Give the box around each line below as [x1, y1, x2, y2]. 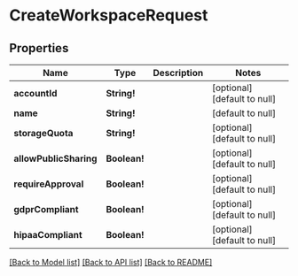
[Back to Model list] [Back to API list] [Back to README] [9, 257, 213, 267]
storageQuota [13, 127, 74, 139]
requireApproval [13, 178, 84, 190]
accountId [13, 88, 58, 99]
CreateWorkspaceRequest [9, 5, 208, 26]
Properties [9, 41, 69, 56]
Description [153, 67, 204, 79]
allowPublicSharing [13, 152, 98, 165]
